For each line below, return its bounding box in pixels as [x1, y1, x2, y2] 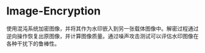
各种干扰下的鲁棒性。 [6, 40, 60, 47]
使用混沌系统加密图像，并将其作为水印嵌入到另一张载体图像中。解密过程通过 [6, 25, 199, 32]
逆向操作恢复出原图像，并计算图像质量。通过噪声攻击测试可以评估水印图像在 [6, 32, 199, 40]
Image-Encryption [6, 4, 101, 18]
